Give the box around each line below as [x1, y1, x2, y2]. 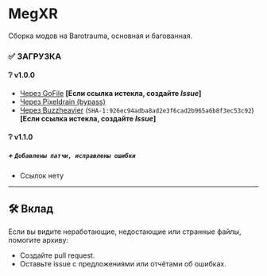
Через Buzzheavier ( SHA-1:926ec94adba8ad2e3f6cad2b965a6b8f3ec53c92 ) [19, 105, 254, 115]
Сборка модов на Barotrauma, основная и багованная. [8, 31, 193, 40]
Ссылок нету [19, 171, 64, 180]
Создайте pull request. [19, 251, 95, 260]
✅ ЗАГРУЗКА [8, 51, 62, 62]
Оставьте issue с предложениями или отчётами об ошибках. [19, 259, 226, 269]
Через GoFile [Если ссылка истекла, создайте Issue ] [19, 89, 202, 98]
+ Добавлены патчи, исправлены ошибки [8, 151, 137, 160]
